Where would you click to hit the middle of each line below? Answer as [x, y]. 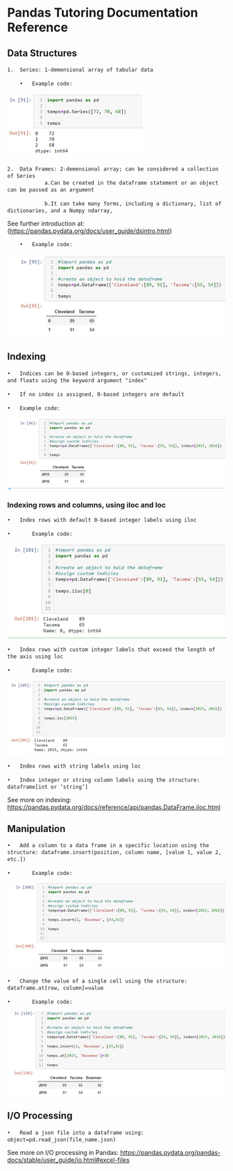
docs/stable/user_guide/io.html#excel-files [68, 1160]
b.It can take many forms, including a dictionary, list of [133, 204]
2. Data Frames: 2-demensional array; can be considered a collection [113, 169]
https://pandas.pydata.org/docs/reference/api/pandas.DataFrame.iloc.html [114, 807]
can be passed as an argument [51, 190]
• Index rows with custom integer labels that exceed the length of [111, 650]
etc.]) [17, 860]
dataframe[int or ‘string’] [48, 787]
